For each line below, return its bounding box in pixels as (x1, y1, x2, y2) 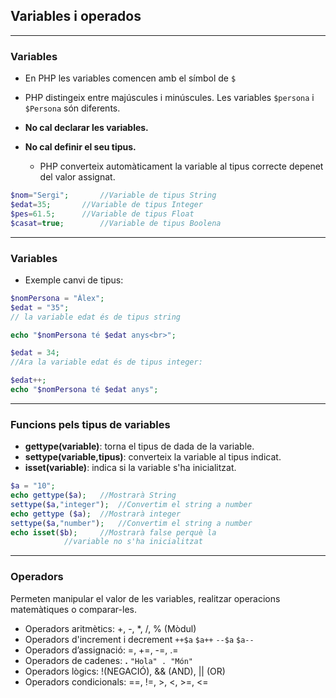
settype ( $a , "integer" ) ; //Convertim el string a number (10, 499, 253, 509)
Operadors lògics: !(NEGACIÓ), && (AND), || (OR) (24, 665, 226, 677)
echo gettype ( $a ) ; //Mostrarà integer (10, 509, 182, 519)
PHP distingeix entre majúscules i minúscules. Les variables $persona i (24, 92, 315, 104)
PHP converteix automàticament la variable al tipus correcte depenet (39, 160, 324, 173)
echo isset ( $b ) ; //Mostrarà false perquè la (10, 527, 217, 538)
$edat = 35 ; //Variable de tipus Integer (10, 199, 203, 209)
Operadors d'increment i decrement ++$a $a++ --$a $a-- (24, 633, 255, 645)
